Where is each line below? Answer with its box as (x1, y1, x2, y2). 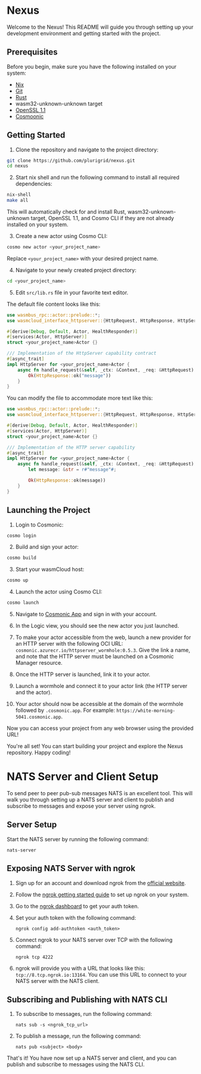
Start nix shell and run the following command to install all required (15, 174, 180, 181)
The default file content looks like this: (7, 300, 101, 308)
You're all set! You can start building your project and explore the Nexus (7, 743, 184, 750)
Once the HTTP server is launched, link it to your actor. (15, 671, 151, 678)
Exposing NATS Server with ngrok (7, 863, 136, 874)
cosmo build (7, 555, 36, 561)
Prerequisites (7, 47, 58, 57)
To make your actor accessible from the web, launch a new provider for (15, 634, 191, 641)
